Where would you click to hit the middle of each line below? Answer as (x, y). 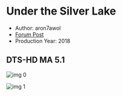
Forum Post (29, 34)
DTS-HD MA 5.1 (36, 60)
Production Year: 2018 (43, 41)
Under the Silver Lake (61, 11)
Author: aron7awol (38, 28)
